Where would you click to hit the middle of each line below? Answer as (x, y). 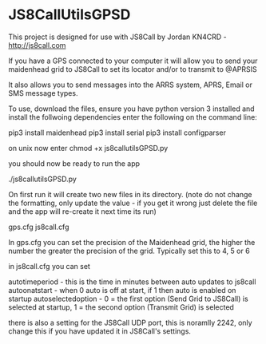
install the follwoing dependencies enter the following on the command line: (133, 117)
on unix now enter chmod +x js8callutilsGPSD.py (88, 148)
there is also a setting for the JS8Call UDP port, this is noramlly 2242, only (131, 322)
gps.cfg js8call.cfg (39, 227)
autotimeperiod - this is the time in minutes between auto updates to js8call (132, 282)
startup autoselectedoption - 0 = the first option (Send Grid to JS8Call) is (129, 299)
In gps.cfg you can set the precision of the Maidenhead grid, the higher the (132, 242)
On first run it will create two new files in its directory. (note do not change (131, 194)
